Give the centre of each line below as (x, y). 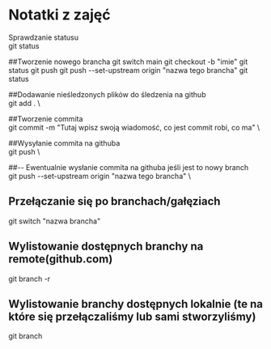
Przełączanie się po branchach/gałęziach (114, 201)
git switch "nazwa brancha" (55, 221)
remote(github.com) (61, 260)
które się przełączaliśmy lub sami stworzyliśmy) (132, 316)
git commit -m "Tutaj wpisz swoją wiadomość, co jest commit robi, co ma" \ (134, 127)
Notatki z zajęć (59, 15)
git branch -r (30, 279)
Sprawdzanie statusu (44, 37)
